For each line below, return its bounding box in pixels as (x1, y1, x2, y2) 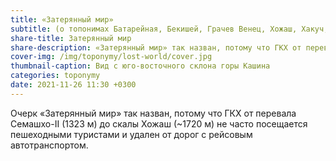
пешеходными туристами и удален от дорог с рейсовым (10, 128, 253, 140)
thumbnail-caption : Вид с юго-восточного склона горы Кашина (10, 61, 271, 71)
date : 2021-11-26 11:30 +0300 (10, 80, 137, 90)
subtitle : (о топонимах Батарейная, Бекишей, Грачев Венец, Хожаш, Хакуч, (10, 24, 329, 34)
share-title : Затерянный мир (10, 33, 132, 43)
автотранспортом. (10, 139, 89, 151)
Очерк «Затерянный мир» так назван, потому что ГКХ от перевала (10, 107, 297, 119)
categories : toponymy (10, 71, 101, 81)
